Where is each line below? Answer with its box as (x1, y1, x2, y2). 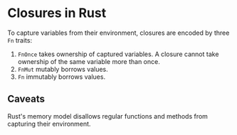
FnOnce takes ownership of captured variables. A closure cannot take (17, 50, 219, 58)
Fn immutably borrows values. (17, 72, 105, 81)
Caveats (7, 93, 45, 105)
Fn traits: (7, 36, 33, 44)
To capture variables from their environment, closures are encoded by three (7, 28, 230, 37)
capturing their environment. (7, 119, 91, 128)
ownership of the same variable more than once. (17, 57, 160, 65)
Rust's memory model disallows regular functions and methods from (7, 112, 209, 120)
